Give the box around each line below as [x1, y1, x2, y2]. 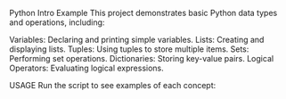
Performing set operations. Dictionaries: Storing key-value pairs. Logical [9, 54, 274, 63]
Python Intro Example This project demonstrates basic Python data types [9, 8, 278, 18]
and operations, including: [9, 17, 105, 28]
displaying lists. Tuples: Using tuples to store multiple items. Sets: [9, 44, 249, 54]
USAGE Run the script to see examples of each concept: [9, 80, 217, 90]
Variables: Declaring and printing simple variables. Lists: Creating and [9, 35, 265, 45]
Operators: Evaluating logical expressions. [9, 62, 165, 73]
